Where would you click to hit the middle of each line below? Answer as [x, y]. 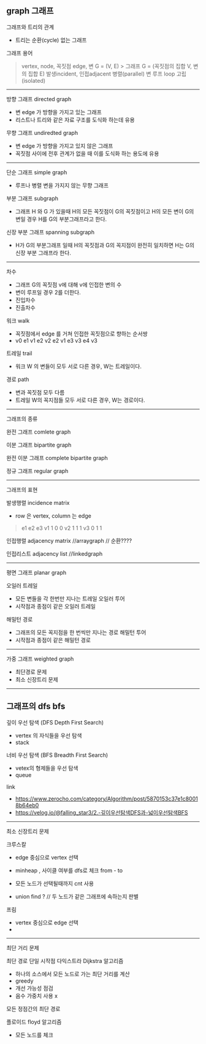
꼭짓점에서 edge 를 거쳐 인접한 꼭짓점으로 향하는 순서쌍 [82, 334]
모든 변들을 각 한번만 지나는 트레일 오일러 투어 [70, 598]
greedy [24, 981]
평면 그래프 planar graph [36, 572]
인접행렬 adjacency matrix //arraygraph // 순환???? [69, 540]
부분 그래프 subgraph [32, 198]
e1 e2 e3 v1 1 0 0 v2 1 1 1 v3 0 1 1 [62, 528]
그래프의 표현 [22, 489]
